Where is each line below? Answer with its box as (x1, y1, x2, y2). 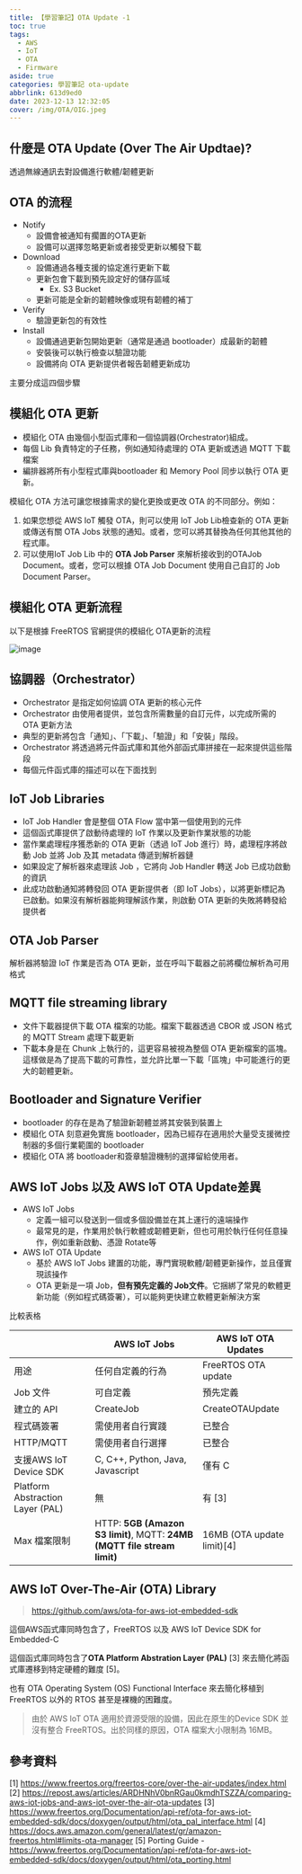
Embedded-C (9, 1634, 59, 1645)
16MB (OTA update (201, 1529, 285, 1541)
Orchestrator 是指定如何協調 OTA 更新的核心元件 (22, 697, 202, 708)
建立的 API (13, 1403, 58, 1416)
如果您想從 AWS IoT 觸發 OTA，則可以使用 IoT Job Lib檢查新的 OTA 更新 (22, 514, 289, 526)
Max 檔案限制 (13, 1534, 71, 1547)
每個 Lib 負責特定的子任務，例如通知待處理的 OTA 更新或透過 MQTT (22, 442, 273, 454)
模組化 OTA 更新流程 (9, 600, 123, 616)
